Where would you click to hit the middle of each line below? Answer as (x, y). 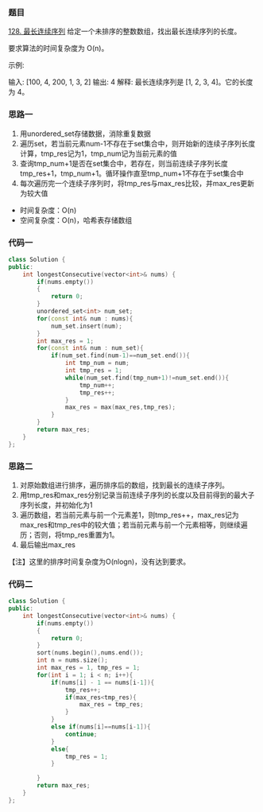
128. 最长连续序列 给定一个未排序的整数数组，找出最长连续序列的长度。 (125, 31)
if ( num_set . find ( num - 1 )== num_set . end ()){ (120, 355)
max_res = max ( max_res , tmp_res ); (120, 407)
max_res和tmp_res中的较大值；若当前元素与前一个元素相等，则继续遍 (133, 524)
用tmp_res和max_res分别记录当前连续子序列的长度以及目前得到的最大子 (137, 495)
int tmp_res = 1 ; (94, 371)
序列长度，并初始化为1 (56, 505)
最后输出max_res (48, 544)
